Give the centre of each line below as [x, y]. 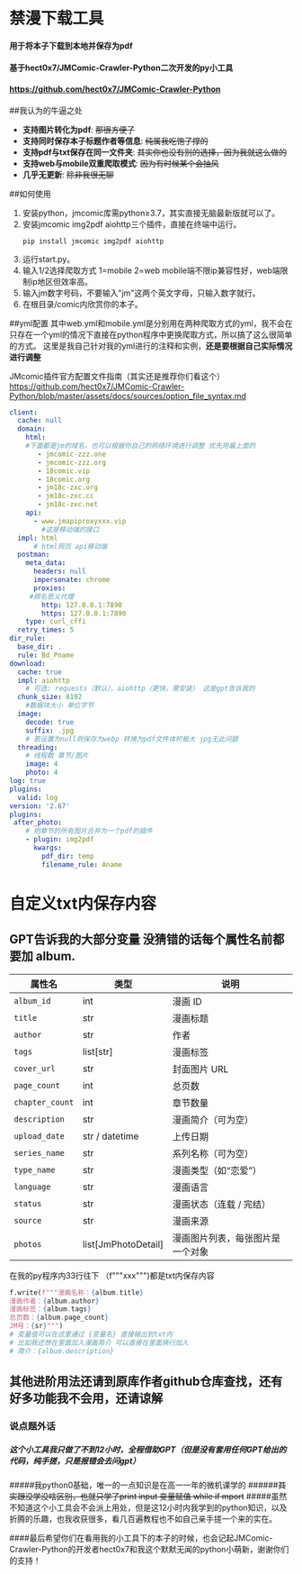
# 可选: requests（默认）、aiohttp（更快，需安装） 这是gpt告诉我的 [141, 689]
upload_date [40, 1136]
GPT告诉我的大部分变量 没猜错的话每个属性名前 [141, 939]
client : [24, 412]
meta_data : [46, 563]
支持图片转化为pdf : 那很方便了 [79, 129]
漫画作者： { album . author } [54, 1301]
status [28, 1203]
